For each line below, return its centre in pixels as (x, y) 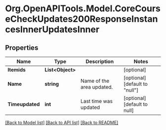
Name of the (95, 81)
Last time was (97, 101)
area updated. (97, 87)
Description (100, 61)
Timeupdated (24, 104)
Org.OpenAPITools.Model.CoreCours (83, 9)
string (52, 84)
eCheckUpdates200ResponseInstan (82, 19)
